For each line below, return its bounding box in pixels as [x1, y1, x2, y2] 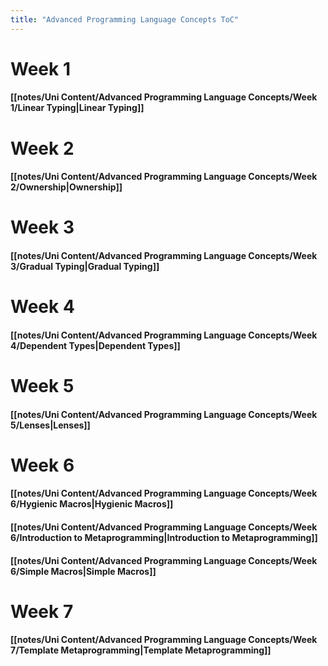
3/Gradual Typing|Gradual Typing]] [10, 260, 160, 272]
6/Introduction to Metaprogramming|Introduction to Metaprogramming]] [10, 531, 318, 543]
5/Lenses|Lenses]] [10, 419, 91, 431]
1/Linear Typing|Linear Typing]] [10, 102, 145, 114]
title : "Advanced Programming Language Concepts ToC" [10, 14, 240, 25]
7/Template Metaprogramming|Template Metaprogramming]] [10, 644, 272, 656]
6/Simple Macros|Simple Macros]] [10, 565, 157, 577]
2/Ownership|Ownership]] [10, 181, 123, 193]
